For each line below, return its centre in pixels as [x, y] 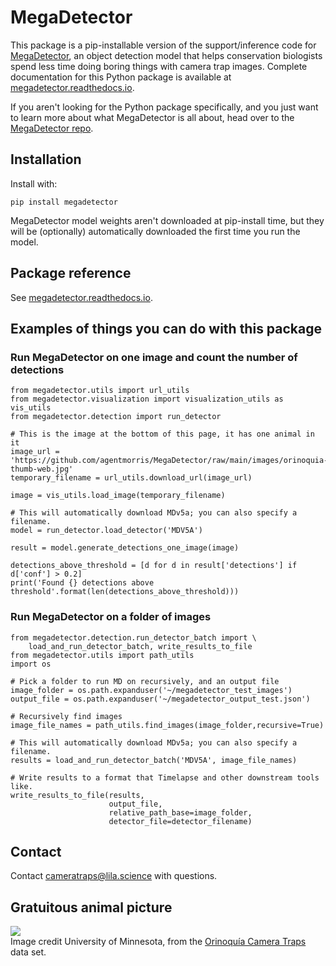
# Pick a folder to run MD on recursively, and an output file [145, 681]
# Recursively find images [66, 716]
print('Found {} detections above [82, 583]
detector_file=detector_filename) [180, 821]
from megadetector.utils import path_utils [102, 655]
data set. [28, 952]
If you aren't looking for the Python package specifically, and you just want [164, 107]
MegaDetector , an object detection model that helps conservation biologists [166, 55]
